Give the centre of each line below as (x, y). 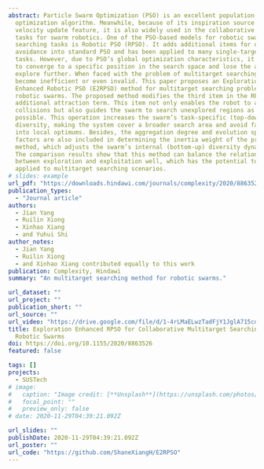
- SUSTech (31, 379)
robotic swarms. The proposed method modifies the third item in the (131, 96)
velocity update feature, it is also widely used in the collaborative (135, 30)
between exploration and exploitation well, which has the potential (131, 162)
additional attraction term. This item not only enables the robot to (133, 103)
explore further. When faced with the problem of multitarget (119, 74)
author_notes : (31, 242)
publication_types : (40, 191)
